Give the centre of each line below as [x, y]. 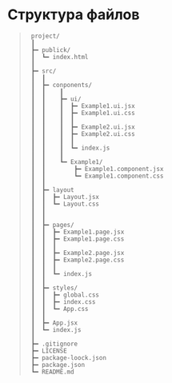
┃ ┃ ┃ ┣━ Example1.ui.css [83, 113]
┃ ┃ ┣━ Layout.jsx [65, 197]
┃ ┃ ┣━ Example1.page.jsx [78, 232]
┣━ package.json [58, 365]
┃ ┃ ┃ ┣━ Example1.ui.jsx [83, 106]
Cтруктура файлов [74, 15]
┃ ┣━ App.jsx [54, 323]
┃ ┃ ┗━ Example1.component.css [97, 176]
